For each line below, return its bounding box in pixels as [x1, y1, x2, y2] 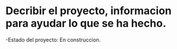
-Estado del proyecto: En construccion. [5, 36, 101, 43]
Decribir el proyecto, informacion [5, 4, 172, 18]
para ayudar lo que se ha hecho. [5, 17, 166, 30]
